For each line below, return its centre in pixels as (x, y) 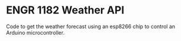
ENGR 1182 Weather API (65, 10)
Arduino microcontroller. (35, 32)
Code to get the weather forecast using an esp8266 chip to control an (90, 26)
